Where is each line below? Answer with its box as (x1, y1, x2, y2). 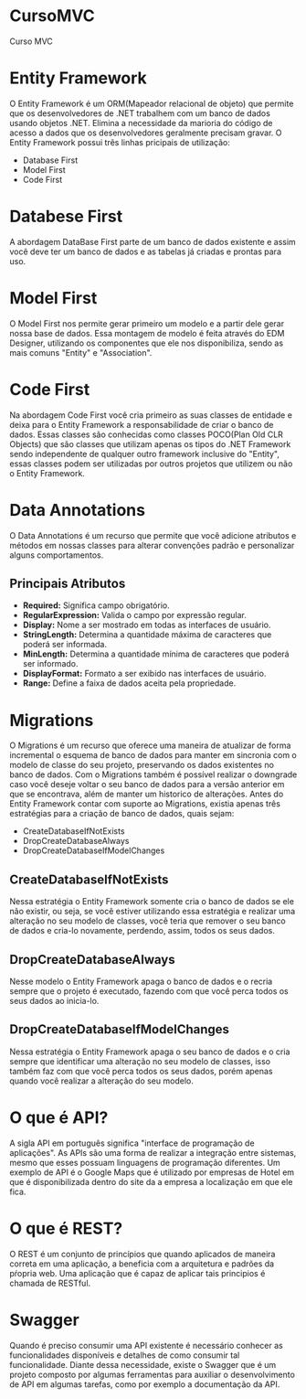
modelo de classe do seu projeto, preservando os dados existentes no (9, 760, 274, 771)
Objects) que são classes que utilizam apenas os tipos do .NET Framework (9, 438, 291, 449)
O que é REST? (9, 1218, 123, 1239)
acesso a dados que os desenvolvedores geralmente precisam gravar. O (9, 127, 282, 138)
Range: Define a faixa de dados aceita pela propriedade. (22, 678, 237, 689)
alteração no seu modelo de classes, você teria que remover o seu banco (9, 915, 286, 926)
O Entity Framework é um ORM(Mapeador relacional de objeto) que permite (9, 98, 294, 109)
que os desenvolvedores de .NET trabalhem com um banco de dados (9, 107, 271, 119)
